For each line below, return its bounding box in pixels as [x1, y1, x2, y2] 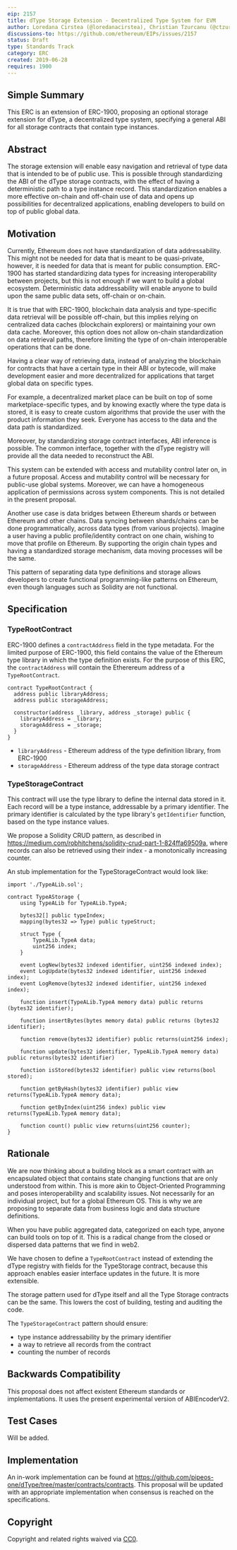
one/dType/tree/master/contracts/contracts [7, 1481, 134, 1489]
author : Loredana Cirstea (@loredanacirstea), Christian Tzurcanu [7, 23, 207, 30]
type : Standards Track [7, 43, 74, 50]
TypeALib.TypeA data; [32, 937, 97, 944]
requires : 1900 [7, 63, 52, 70]
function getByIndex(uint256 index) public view [20, 1104, 166, 1111]
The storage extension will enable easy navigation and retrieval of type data [7, 162, 228, 170]
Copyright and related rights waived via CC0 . [7, 1535, 138, 1544]
